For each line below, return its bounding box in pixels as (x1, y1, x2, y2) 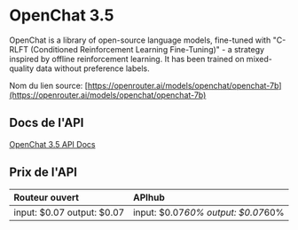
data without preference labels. (35, 63, 151, 74)
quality (9, 63, 35, 74)
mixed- (246, 53, 273, 64)
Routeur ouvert (13, 191, 80, 203)
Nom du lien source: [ (9, 80, 89, 91)
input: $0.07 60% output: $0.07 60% (132, 206, 285, 218)
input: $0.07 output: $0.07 (13, 206, 125, 218)
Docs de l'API (9, 115, 84, 131)
